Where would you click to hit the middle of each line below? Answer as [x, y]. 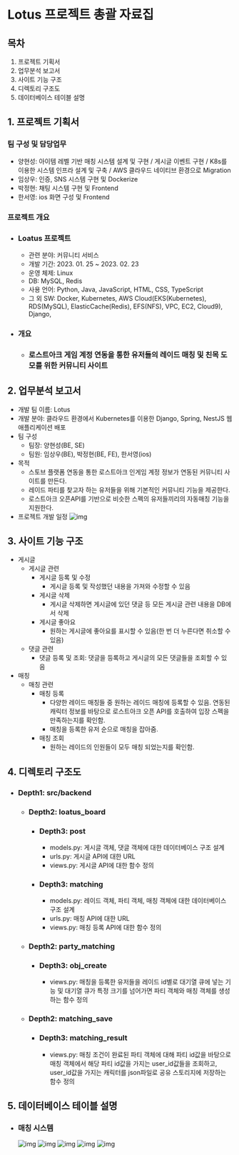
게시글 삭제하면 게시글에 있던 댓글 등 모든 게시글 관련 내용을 [132, 604]
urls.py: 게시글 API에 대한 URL [92, 856]
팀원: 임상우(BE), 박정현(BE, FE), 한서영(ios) [90, 454]
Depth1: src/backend [54, 792]
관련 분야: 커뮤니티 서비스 [64, 255]
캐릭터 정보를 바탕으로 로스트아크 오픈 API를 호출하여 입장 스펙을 [139, 711]
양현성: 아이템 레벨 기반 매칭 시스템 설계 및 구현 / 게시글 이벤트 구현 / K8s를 [122, 161]
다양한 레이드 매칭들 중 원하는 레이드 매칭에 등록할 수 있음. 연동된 [140, 702]
